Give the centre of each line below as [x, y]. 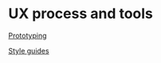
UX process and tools [81, 14]
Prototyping [27, 35]
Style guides [29, 50]
